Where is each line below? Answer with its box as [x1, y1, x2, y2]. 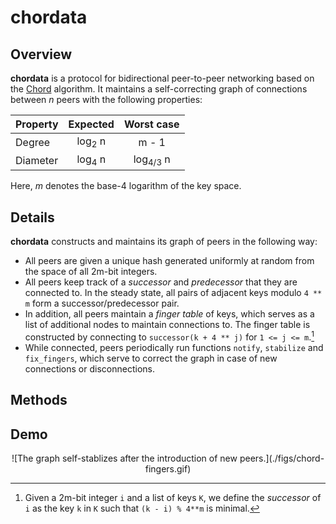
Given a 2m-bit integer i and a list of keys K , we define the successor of [24, 492, 322, 504]
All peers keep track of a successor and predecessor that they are [24, 276, 298, 288]
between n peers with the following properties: [10, 94, 203, 105]
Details [10, 209, 55, 226]
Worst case [123, 117, 180, 131]
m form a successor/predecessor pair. [24, 297, 180, 310]
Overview [10, 46, 73, 63]
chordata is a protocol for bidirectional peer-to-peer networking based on [10, 72, 315, 84]
